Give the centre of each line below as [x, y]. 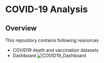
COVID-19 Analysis [47, 9]
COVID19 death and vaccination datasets [56, 50]
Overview [21, 28]
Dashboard [24, 55]
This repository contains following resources [52, 40]
